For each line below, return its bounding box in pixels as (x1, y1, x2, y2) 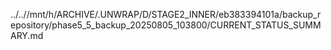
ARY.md (10, 30, 44, 41)
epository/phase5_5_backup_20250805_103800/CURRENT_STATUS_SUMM (10, 19, 322, 31)
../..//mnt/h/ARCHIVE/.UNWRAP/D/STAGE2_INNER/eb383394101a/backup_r (10, 9, 322, 20)
